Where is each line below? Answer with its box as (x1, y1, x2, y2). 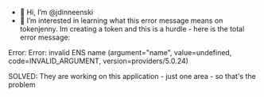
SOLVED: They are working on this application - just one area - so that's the (8, 72, 256, 80)
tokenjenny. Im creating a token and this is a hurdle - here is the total (19, 24, 245, 33)
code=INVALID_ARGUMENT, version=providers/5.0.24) (8, 56, 189, 65)
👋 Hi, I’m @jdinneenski (19, 8, 94, 17)
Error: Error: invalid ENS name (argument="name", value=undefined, (8, 48, 232, 57)
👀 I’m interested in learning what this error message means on (19, 16, 223, 25)
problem (8, 80, 36, 89)
